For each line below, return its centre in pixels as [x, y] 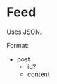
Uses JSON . [24, 32]
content [38, 74]
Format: [18, 45]
